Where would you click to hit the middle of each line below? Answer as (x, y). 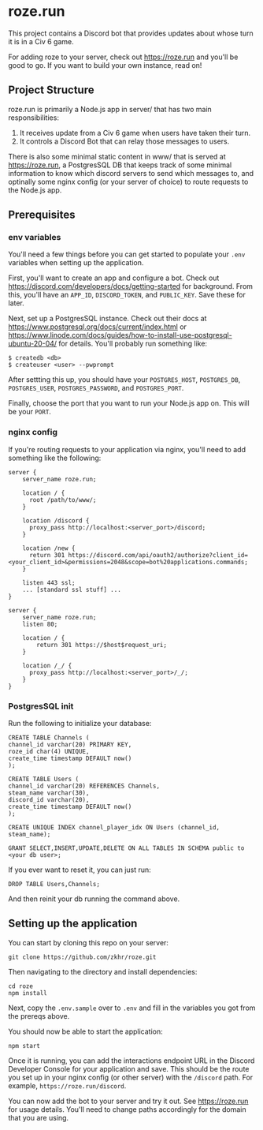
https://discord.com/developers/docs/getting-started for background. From (131, 286)
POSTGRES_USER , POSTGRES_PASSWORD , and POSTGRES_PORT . (96, 388)
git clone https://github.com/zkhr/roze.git (82, 957)
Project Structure (51, 90)
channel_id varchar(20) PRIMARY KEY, (70, 745)
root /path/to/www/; (63, 500)
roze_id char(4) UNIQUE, (49, 752)
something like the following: (55, 458)
